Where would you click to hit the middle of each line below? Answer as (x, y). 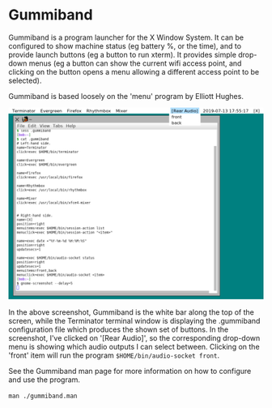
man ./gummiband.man (43, 396)
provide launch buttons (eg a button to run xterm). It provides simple (123, 54)
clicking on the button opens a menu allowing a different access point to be (134, 71)
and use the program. (45, 380)
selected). (25, 80)
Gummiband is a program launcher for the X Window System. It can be (126, 37)
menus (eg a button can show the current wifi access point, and (135, 63)
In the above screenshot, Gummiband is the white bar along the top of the (132, 312)
